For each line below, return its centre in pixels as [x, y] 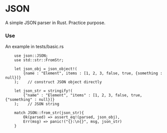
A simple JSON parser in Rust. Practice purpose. [55, 23]
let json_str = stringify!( [43, 91]
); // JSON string [37, 104]
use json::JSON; [31, 56]
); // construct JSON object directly [58, 82]
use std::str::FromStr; [39, 60]
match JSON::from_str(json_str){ [49, 113]
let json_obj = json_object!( [46, 69]
